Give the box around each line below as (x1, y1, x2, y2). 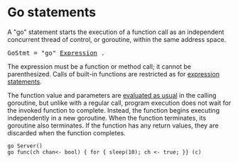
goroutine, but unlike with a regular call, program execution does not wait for (7, 99, 232, 107)
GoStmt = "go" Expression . (7, 49, 105, 57)
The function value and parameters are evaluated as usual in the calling (7, 91, 217, 99)
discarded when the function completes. (7, 128, 126, 137)
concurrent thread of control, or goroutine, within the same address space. (7, 35, 227, 43)
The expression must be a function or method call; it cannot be (7, 62, 192, 71)
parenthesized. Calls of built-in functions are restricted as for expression (7, 69, 220, 78)
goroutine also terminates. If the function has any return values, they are (7, 121, 219, 130)
